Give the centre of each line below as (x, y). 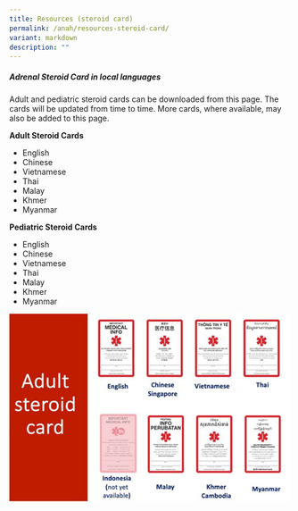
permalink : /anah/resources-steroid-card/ (89, 28)
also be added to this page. (59, 118)
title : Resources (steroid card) (71, 19)
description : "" (39, 47)
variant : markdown (43, 38)
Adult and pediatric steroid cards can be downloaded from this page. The (144, 99)
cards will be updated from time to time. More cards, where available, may (145, 109)
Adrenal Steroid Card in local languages (85, 77)
